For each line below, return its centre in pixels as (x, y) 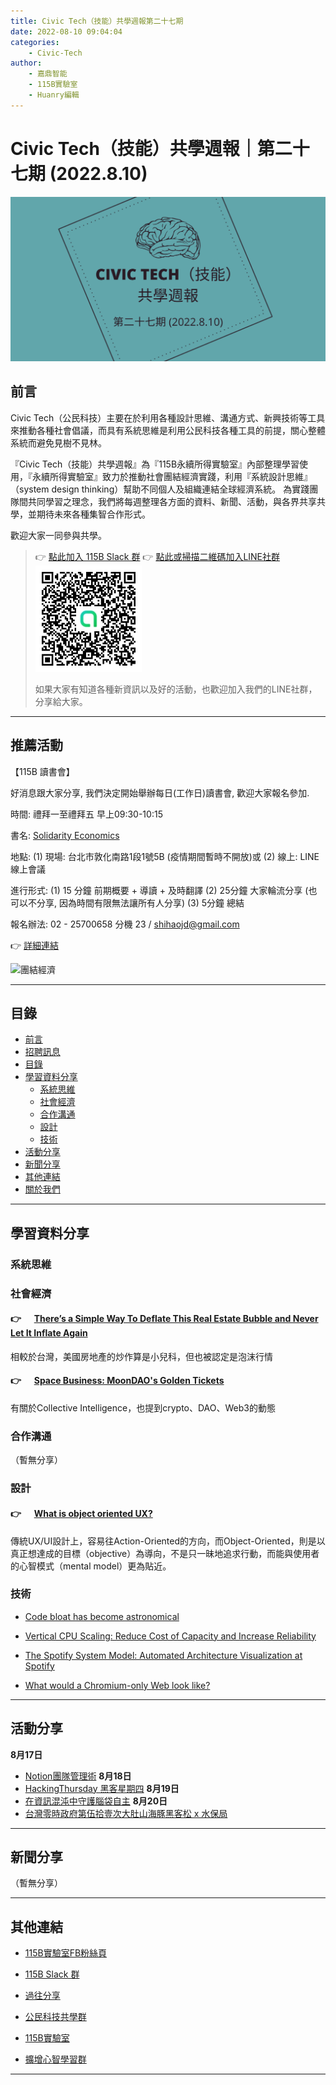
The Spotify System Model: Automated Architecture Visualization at (163, 1655)
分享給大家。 (61, 701)
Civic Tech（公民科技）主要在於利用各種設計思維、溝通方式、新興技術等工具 (168, 417)
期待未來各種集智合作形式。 (93, 514)
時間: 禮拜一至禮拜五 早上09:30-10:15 (86, 814)
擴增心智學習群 (55, 2059)
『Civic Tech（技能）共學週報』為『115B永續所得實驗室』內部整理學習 (155, 464)
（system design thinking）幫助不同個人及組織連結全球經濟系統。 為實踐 (160, 489)
